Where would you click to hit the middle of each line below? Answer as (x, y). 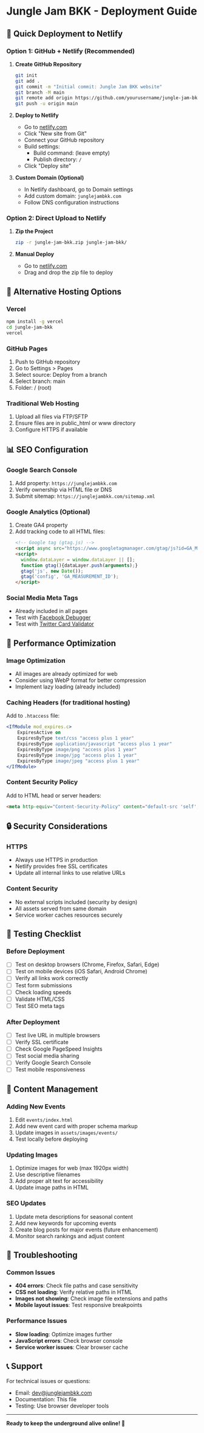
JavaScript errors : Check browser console (69, 1340)
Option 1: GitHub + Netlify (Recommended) (71, 51)
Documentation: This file (46, 1399)
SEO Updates (26, 1204)
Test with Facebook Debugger (53, 618)
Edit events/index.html (44, 1120)
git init (26, 75)
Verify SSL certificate (42, 1042)
